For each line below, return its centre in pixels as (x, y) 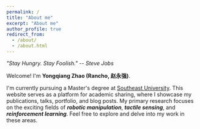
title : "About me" (30, 18)
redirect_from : (26, 35)
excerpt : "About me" (33, 23)
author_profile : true (34, 29)
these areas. (22, 120)
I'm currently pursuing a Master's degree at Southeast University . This (95, 88)
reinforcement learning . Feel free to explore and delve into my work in (95, 114)
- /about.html (30, 46)
